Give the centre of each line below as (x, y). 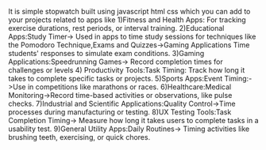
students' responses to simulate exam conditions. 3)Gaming (106, 53)
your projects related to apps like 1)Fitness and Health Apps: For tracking (127, 20)
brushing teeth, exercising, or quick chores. (79, 137)
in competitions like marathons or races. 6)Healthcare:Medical (129, 87)
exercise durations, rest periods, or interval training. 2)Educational (116, 28)
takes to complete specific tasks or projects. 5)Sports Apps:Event (116, 79)
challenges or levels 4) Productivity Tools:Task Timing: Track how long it (127, 70)
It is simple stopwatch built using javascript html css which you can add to (129, 11)
